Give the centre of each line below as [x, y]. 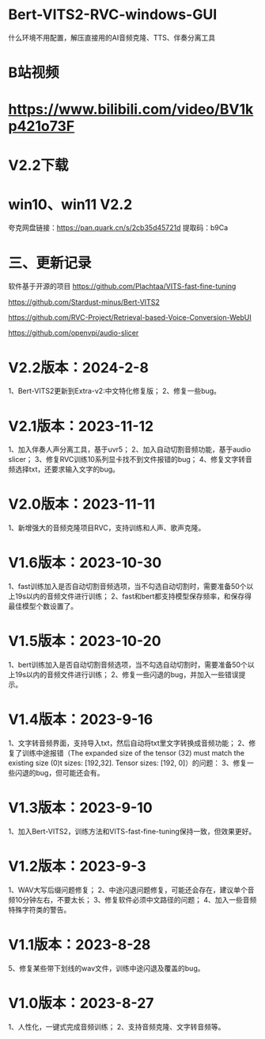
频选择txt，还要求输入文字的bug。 [64, 469]
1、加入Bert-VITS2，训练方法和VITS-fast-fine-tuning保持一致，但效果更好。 [132, 831]
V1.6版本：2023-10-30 [85, 563]
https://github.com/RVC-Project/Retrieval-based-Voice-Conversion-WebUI [130, 317]
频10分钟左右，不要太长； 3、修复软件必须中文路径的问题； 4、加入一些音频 [132, 899]
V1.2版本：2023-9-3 [77, 866]
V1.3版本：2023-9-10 [80, 808]
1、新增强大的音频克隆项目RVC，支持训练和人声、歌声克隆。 [107, 528]
